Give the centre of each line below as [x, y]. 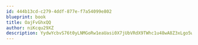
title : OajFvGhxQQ [29, 22]
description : [22, 33]
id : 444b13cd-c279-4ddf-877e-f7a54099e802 [59, 11]
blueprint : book [26, 17]
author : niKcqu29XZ [30, 28]
